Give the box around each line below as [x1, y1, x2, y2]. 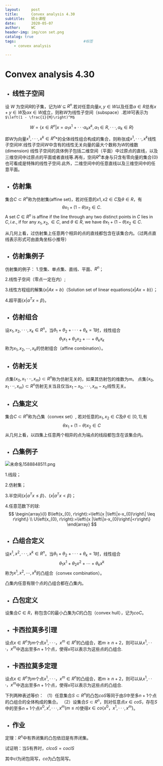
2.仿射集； [5, 482, 26, 488]
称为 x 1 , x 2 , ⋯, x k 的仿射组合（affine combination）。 [5, 345, 106, 352]
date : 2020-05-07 [5, 21, 54, 26]
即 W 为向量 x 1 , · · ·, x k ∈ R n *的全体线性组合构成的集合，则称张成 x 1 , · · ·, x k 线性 [5, 135, 157, 142]
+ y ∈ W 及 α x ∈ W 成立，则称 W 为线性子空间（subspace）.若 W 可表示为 [5, 109, 148, 115]
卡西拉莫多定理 [12, 662, 57, 670]
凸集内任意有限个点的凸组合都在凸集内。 [5, 580, 86, 586]
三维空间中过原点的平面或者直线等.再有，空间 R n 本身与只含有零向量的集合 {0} [5, 153, 158, 160]
